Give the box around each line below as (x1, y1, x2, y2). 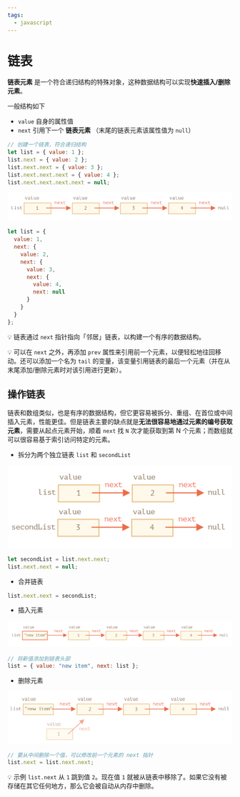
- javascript (14, 19, 53, 26)
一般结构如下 (7, 102, 45, 111)
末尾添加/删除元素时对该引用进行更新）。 (7, 365, 126, 374)
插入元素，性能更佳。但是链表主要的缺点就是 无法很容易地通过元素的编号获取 (7, 418, 233, 426)
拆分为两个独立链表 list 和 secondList (17, 451, 131, 459)
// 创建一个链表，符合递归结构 (7, 141, 87, 149)
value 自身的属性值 (17, 117, 74, 126)
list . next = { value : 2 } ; (7, 156, 88, 164)
